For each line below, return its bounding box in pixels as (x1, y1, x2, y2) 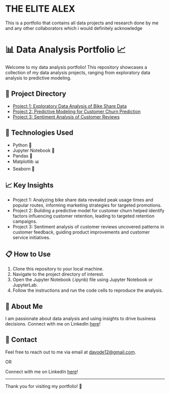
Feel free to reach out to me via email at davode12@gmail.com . (5, 349, 137, 355)
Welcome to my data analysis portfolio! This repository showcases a (5, 64, 148, 70)
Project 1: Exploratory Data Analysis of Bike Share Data (12, 103, 127, 109)
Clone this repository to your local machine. (12, 266, 104, 272)
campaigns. (12, 218, 37, 224)
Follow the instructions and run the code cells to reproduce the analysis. (12, 287, 163, 294)
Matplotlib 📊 (12, 158, 39, 165)
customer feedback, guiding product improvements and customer (12, 229, 150, 235)
